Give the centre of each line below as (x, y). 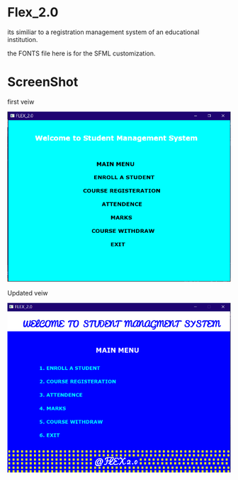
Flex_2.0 (33, 12)
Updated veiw (28, 293)
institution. (23, 39)
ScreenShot (43, 82)
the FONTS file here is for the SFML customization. (81, 53)
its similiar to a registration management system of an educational (103, 32)
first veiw (21, 102)
